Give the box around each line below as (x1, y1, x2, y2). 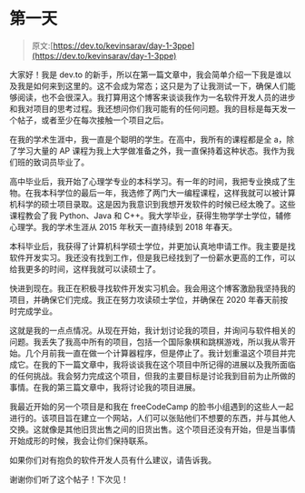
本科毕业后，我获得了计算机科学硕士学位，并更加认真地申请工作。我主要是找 (9, 240, 296, 251)
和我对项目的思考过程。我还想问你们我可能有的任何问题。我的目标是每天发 (9, 103, 288, 114)
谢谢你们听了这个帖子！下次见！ (9, 474, 129, 485)
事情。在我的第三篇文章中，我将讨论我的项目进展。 (9, 381, 201, 392)
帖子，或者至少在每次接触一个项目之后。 (16, 115, 169, 126)
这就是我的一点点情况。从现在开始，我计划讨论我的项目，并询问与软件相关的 (9, 325, 296, 336)
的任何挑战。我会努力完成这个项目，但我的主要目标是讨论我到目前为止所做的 (9, 370, 296, 381)
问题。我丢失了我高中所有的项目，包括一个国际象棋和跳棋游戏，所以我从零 (9, 336, 288, 347)
